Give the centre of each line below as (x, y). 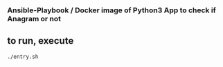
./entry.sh (23, 57)
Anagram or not (34, 18)
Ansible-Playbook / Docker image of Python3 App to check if (111, 10)
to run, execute (41, 41)
